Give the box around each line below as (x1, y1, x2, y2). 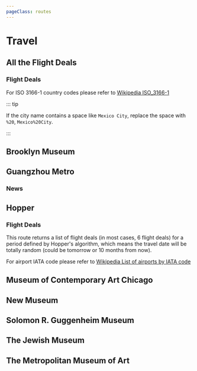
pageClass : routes (6, 8, 51, 15)
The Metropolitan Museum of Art (6, 356, 130, 366)
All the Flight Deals (6, 57, 77, 68)
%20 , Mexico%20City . (6, 118, 53, 125)
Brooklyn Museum (6, 146, 75, 157)
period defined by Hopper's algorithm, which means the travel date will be (6, 240, 188, 247)
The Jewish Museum (6, 335, 85, 346)
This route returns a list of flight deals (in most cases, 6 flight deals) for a (6, 234, 184, 241)
